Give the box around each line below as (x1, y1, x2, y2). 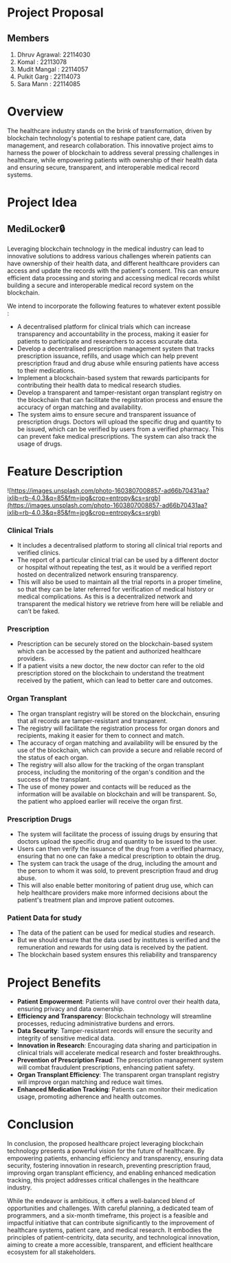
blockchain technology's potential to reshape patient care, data (7, 134, 186, 142)
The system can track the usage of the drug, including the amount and (16, 859, 217, 868)
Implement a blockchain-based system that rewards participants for (16, 373, 210, 382)
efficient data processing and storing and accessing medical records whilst (7, 273, 220, 282)
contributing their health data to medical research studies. (16, 381, 182, 389)
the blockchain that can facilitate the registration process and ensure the (16, 395, 223, 404)
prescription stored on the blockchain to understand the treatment (16, 669, 205, 678)
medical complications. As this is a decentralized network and (16, 592, 193, 601)
